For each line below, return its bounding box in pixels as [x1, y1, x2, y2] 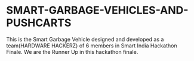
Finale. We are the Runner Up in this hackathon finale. [6, 48, 138, 55]
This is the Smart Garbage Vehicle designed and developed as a [6, 36, 164, 43]
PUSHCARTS [6, 16, 72, 30]
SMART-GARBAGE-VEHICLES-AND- [6, 4, 189, 17]
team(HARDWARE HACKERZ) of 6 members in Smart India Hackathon [6, 42, 177, 49]
